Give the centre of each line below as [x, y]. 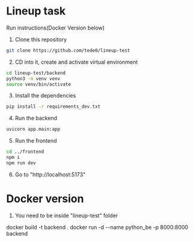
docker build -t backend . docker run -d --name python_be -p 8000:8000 [97, 227]
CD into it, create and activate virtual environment [76, 62]
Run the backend [36, 118]
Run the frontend [36, 141]
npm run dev [21, 163]
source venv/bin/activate [38, 84]
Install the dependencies [45, 96]
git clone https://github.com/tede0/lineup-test [68, 50]
